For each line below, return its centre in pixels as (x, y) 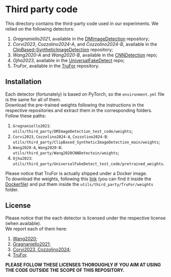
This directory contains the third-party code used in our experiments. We (82, 23)
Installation (23, 82)
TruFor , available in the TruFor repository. (56, 66)
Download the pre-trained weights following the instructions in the (75, 105)
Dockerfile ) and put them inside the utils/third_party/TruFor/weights (79, 184)
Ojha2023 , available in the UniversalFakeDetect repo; (68, 60)
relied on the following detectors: (40, 29)
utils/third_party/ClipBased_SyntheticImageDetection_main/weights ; (86, 142)
